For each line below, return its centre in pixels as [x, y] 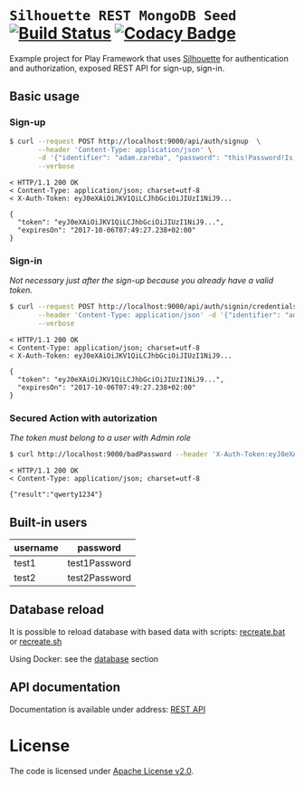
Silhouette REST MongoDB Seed [123, 16]
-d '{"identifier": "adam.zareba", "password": [129, 158]
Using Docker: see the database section [84, 658]
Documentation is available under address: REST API [108, 709]
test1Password [99, 563]
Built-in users [48, 522]
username [36, 548]
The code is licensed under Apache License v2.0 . [102, 771]
